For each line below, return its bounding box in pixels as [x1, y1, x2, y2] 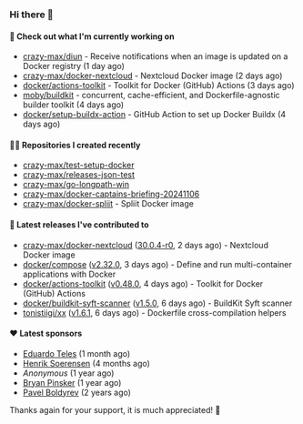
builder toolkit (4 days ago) [22, 99, 125, 110]
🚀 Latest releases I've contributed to [9, 218, 149, 230]
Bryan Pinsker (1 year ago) [22, 377, 122, 388]
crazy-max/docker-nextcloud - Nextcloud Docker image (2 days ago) [22, 70, 283, 81]
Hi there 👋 [9, 8, 55, 21]
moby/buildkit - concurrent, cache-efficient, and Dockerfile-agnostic [22, 90, 280, 101]
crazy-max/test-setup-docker [22, 159, 135, 171]
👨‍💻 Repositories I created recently [9, 139, 141, 150]
